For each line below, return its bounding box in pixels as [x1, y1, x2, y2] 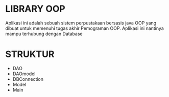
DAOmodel [12, 71, 36, 77]
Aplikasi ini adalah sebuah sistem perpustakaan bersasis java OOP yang [5, 20, 157, 26]
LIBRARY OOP [5, 3, 65, 15]
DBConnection [12, 76, 44, 82]
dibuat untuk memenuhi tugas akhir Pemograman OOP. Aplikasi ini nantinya [5, 25, 164, 31]
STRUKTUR [5, 49, 55, 60]
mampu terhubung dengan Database [5, 30, 83, 37]
